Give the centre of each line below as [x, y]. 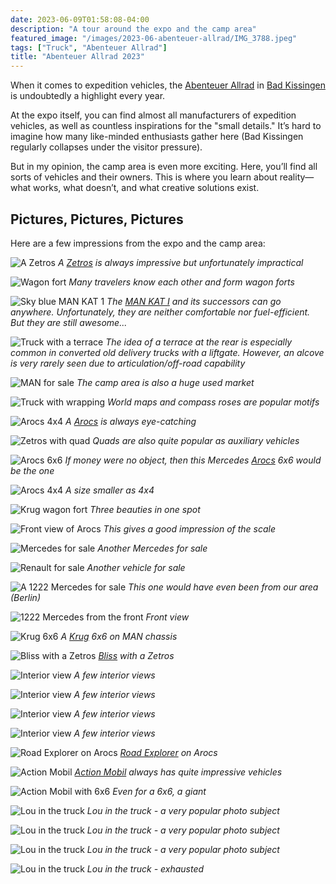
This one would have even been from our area [223, 587]
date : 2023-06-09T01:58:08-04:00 [80, 19]
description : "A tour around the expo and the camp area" [133, 29]
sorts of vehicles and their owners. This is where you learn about [144, 177]
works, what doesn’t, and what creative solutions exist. [146, 188]
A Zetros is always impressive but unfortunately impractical [180, 262]
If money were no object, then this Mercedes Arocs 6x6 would [193, 460]
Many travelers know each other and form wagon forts [181, 282]
